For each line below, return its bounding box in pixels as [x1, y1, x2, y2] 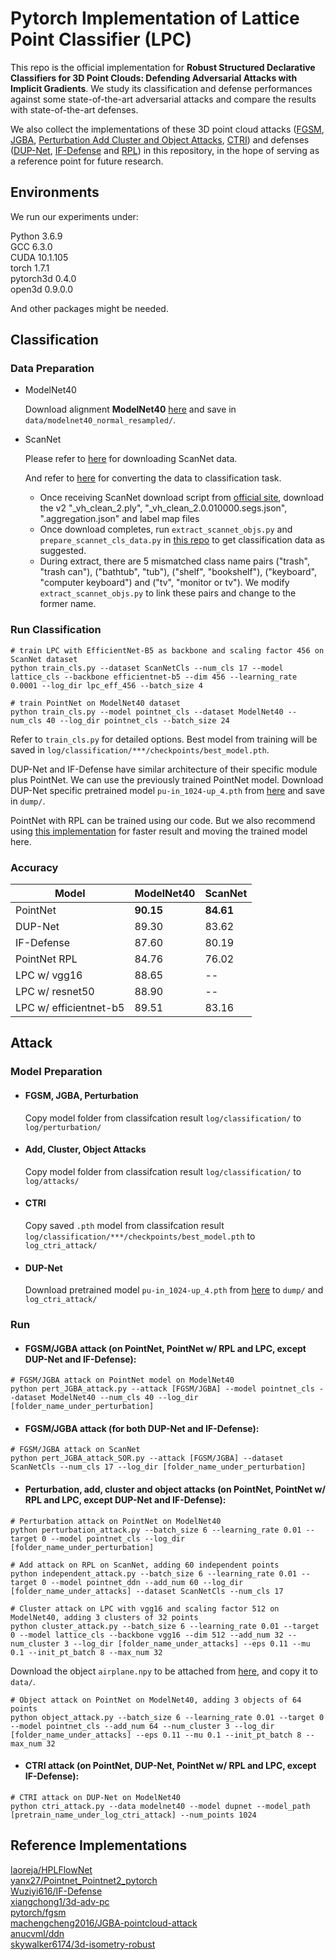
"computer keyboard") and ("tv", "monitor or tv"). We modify [39, 577, 290, 589]
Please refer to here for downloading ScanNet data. [24, 453, 238, 465]
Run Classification [10, 623, 102, 637]
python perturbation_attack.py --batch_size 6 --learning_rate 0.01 [10, 1525, 302, 1535]
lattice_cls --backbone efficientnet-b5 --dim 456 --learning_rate [10, 672, 298, 682]
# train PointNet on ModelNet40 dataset [10, 698, 182, 708]
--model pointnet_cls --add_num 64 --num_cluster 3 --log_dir [10, 1721, 275, 1731]
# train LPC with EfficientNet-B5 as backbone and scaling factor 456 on [10, 645, 325, 656]
